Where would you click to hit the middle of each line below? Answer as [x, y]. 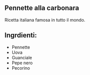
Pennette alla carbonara [42, 8]
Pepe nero [22, 63]
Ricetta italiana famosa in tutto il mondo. [45, 20]
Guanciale [22, 57]
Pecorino [21, 68]
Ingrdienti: [21, 36]
